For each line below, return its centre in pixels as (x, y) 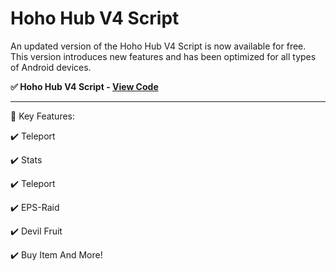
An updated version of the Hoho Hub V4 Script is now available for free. (158, 46)
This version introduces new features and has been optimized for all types (163, 56)
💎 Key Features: (43, 116)
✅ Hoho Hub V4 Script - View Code (84, 86)
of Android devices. (51, 67)
